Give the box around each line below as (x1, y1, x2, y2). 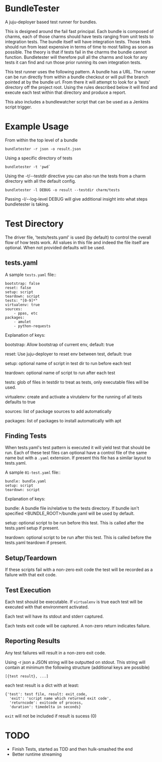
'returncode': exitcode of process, (9, 700, 83, 705)
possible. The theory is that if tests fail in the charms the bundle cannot (5, 49, 147, 55)
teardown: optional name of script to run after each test (5, 370, 115, 376)
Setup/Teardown (5, 554, 57, 562)
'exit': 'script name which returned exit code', (9, 696, 111, 701)
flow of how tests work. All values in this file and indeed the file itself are (5, 239, 149, 245)
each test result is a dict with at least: (5, 682, 79, 688)
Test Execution (5, 586, 51, 594)
